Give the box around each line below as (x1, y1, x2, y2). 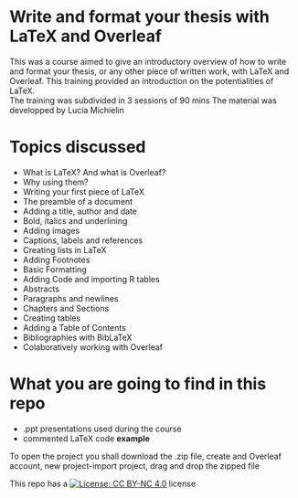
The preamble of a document (22, 196, 133, 207)
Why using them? (22, 176, 89, 187)
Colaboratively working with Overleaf (22, 341, 164, 353)
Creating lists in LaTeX (22, 244, 107, 255)
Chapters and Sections (22, 302, 110, 313)
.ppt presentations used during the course (22, 423, 182, 434)
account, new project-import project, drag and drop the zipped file (9, 460, 261, 472)
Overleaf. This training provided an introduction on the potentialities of (9, 75, 274, 86)
